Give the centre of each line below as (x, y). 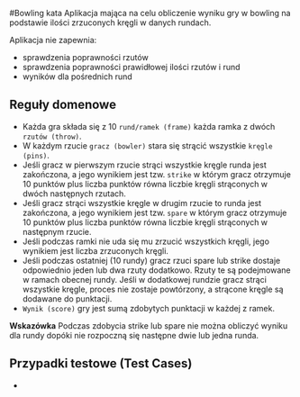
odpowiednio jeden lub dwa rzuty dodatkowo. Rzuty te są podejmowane (156, 270)
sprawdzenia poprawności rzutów (85, 57)
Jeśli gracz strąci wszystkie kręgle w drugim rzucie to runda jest (142, 203)
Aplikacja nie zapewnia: (53, 40)
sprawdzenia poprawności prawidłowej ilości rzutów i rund (131, 67)
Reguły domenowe (63, 105)
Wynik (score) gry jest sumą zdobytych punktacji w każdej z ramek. (148, 308)
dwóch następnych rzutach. (74, 194)
